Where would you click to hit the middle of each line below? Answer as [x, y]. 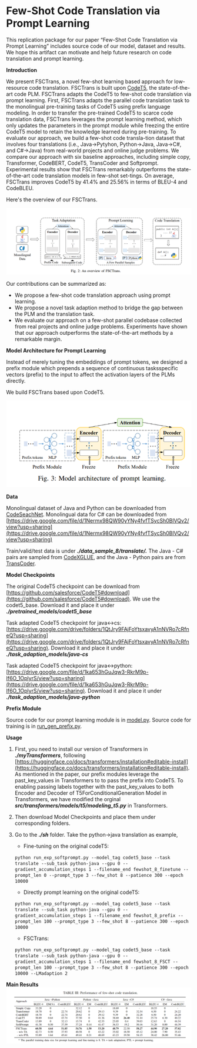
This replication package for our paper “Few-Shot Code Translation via [92, 40]
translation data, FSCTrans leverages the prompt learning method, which [94, 119]
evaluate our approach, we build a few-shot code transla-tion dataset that [96, 138]
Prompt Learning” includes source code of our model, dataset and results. [96, 46]
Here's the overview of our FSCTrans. [52, 200]
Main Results [22, 985]
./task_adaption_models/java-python [53, 697]
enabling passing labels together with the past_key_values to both [94, 787]
